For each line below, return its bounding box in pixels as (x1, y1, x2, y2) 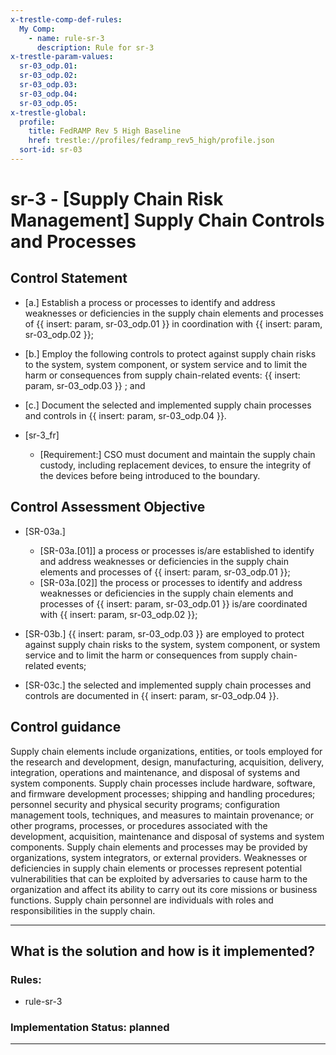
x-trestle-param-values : (10, 52, 114, 62)
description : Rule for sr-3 (36, 42, 155, 53)
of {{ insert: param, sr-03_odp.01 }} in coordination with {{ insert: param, (24, 317, 323, 330)
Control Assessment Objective (10, 499, 206, 516)
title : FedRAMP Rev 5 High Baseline (28, 126, 182, 136)
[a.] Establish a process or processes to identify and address (24, 296, 276, 308)
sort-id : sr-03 (19, 145, 83, 155)
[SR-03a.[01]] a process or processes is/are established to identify (39, 544, 315, 556)
